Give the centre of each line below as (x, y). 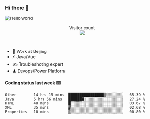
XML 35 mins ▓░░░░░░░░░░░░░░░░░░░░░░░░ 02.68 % (75, 107)
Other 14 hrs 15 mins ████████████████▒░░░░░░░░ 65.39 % (75, 95)
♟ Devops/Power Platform (39, 71)
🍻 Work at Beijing (30, 51)
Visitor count (82, 28)
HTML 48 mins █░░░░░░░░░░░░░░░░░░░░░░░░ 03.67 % (75, 103)
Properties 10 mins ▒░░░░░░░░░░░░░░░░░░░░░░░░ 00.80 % (75, 112)
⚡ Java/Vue (24, 57)
